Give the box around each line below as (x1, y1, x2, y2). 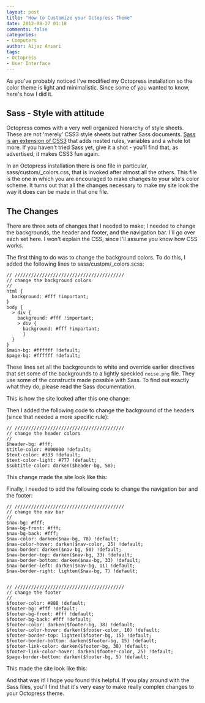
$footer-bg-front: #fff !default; (6, 611, 95, 617)
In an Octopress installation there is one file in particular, (6, 162, 149, 169)
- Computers (6, 37, 37, 44)
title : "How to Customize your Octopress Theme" (6, 15, 133, 21)
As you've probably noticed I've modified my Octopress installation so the (6, 77, 193, 85)
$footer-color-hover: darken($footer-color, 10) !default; (6, 627, 160, 634)
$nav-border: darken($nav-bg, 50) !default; (6, 547, 122, 553)
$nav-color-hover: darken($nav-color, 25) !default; (6, 541, 144, 548)
